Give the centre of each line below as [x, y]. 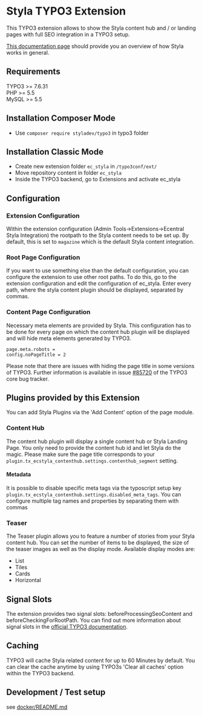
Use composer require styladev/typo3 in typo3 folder [82, 133]
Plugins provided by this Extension [73, 398]
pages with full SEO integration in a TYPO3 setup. [68, 34]
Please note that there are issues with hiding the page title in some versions [100, 366]
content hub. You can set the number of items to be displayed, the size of [98, 543]
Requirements [33, 72]
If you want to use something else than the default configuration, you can [98, 270]
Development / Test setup [56, 692]
